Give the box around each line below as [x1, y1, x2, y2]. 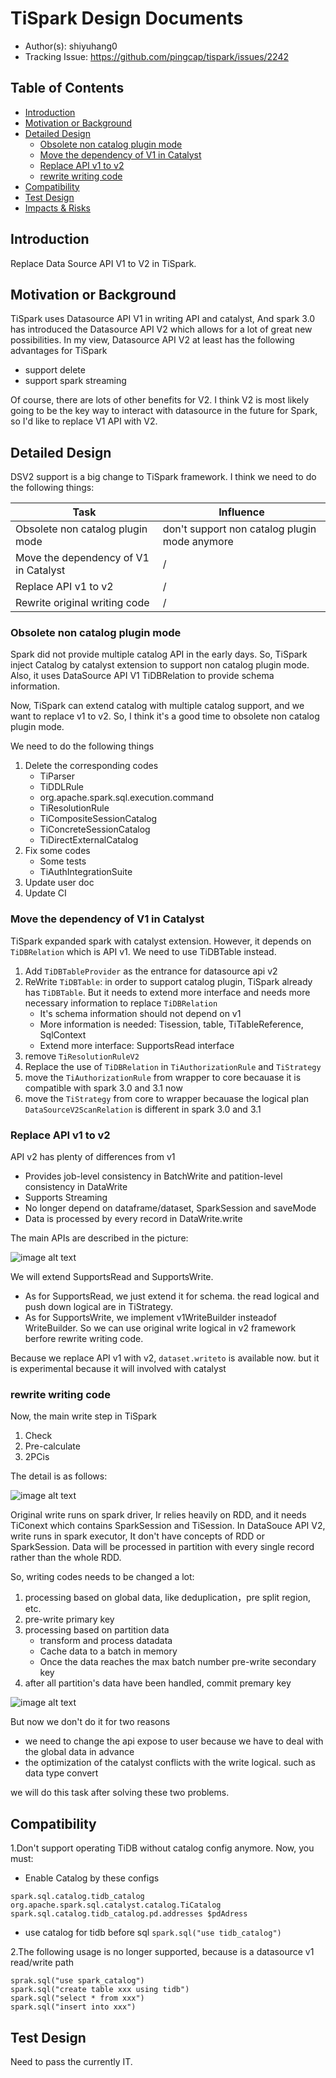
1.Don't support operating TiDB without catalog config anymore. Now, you [10, 1842, 315, 1854]
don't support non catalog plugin [162, 522, 317, 536]
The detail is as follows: [10, 1470, 108, 1482]
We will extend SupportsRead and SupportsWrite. [10, 1271, 214, 1283]
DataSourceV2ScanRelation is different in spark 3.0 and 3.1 [24, 1103, 262, 1115]
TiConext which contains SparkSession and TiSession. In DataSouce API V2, [10, 1520, 326, 1532]
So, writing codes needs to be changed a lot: [10, 1571, 195, 1583]
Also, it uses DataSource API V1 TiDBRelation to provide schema [10, 670, 275, 682]
